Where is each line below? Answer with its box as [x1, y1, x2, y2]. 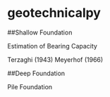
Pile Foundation [7, 82, 53, 91]
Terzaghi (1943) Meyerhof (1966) [7, 55, 104, 64]
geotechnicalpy [7, 5, 101, 21]
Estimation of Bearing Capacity [7, 41, 97, 50]
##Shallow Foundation [7, 28, 73, 37]
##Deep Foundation [7, 69, 66, 77]
